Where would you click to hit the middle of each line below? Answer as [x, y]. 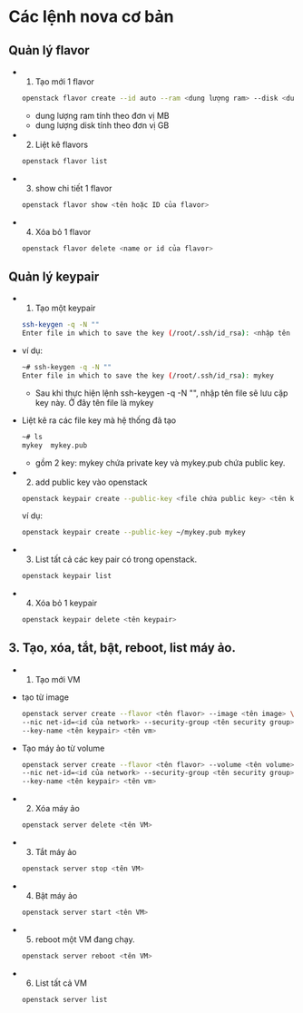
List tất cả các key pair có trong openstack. [116, 559]
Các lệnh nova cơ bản [91, 17]
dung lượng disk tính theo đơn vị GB [102, 125]
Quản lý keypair [54, 276]
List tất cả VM [61, 983]
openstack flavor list [64, 161]
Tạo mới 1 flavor [64, 82]
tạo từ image [45, 697]
